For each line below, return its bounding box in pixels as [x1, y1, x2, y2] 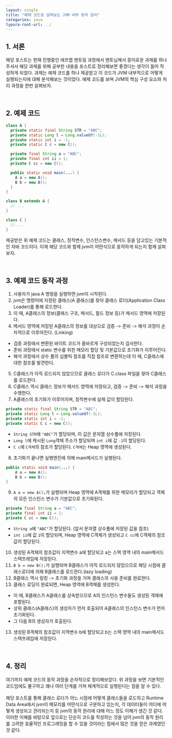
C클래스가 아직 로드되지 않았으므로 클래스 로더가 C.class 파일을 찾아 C [13, 371, 154, 377]
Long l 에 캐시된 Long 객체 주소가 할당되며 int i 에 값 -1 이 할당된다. [13, 437, 146, 443]
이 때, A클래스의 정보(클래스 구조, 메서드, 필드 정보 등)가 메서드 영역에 [13, 310, 152, 316]
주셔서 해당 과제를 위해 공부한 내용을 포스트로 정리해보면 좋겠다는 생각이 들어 [6, 63, 159, 69]
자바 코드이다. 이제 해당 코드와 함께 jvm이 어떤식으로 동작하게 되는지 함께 [11, 243, 157, 249]
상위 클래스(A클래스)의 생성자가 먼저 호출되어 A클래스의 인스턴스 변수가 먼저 [13, 605, 165, 611]
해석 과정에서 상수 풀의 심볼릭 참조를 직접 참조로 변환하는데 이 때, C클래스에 [13, 353, 164, 359]
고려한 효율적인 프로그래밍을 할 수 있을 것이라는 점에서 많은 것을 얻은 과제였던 [11, 721, 166, 727]
